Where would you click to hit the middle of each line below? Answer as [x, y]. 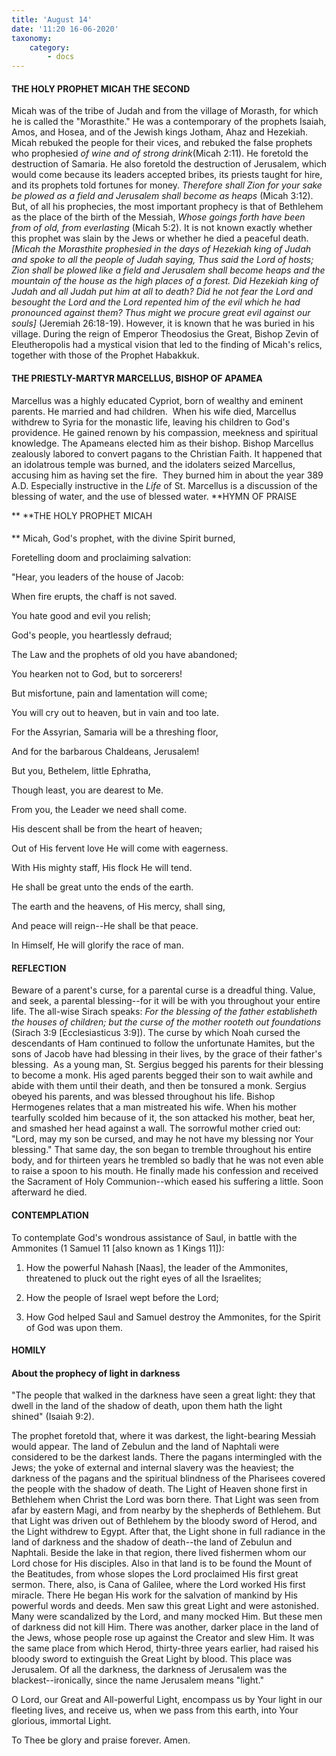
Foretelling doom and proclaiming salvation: [101, 558]
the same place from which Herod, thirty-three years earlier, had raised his [165, 1648]
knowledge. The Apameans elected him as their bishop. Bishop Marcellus [162, 443]
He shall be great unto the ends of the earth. [102, 887]
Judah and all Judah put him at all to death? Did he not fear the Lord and [162, 292]
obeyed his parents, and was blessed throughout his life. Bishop [143, 1097]
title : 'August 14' [52, 19]
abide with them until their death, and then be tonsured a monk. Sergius [159, 1086]
